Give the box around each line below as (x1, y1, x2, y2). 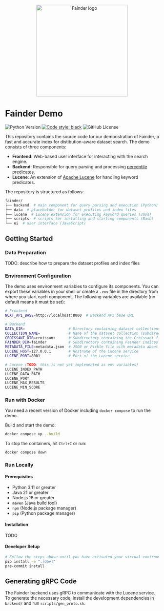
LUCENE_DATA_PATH (5, 371, 41, 376)
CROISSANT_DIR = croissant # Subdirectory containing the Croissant (5, 335, 154, 340)
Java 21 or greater (12, 489, 49, 495)
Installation (5, 521, 28, 527)
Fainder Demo (5, 108, 63, 119)
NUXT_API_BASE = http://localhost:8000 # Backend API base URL (5, 313, 134, 318)
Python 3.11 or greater (12, 485, 56, 490)
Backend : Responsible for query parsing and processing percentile (12, 163, 147, 169)
